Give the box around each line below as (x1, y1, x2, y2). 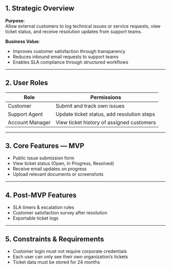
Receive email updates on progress (12, 166, 87, 172)
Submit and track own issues (55, 102, 125, 109)
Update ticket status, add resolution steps (55, 111, 155, 118)
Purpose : (5, 17, 25, 23)
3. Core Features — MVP (5, 142, 84, 150)
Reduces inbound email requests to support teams (12, 53, 119, 60)
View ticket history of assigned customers (55, 119, 156, 126)
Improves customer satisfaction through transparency (12, 48, 126, 54)
